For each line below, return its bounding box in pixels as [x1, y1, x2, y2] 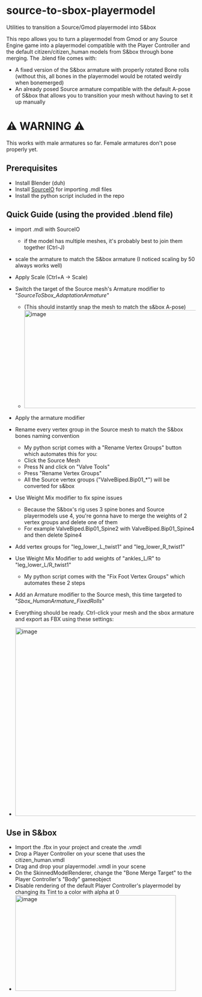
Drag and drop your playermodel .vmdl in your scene [14, 863, 146, 870]
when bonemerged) [14, 79, 64, 86]
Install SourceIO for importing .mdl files [14, 185, 112, 193]
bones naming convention [14, 432, 80, 439]
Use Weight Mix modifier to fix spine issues [14, 494, 123, 501]
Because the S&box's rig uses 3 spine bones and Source [23, 505, 165, 513]
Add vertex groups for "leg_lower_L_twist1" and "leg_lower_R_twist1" [14, 543, 185, 550]
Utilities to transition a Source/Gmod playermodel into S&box [6, 24, 156, 31]
